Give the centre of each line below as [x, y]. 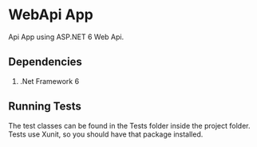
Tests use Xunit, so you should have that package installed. [106, 134]
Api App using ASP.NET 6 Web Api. [66, 37]
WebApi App [51, 15]
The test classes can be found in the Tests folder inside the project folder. [129, 125]
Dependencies [45, 62]
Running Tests [45, 107]
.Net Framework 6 [49, 81]
